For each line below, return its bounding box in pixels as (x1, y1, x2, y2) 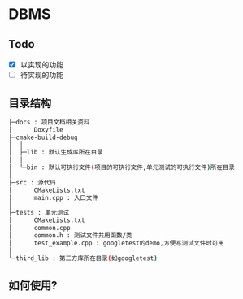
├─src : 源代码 (8, 178, 56, 187)
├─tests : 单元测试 (8, 209, 70, 217)
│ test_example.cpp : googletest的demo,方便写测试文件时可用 (8, 239, 225, 247)
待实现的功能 (20, 70, 63, 80)
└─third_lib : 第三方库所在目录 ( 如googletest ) (8, 253, 158, 262)
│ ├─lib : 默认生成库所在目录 (8, 148, 103, 157)
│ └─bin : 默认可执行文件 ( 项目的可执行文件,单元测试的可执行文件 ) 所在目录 (8, 163, 236, 171)
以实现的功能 (20, 60, 63, 69)
